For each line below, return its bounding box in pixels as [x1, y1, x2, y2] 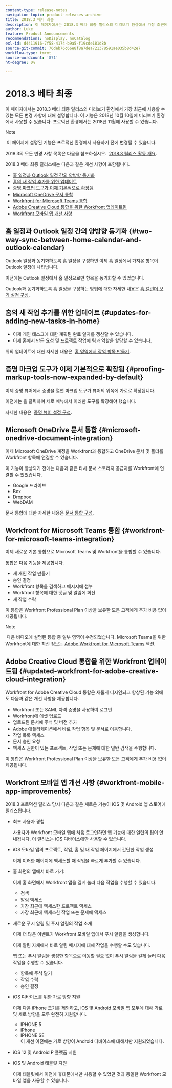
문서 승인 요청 [12, 738, 40, 745]
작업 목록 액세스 [12, 732, 45, 738]
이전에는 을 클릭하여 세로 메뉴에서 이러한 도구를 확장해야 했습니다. [5, 398, 137, 404]
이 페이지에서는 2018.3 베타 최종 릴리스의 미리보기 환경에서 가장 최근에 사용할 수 [5, 106, 165, 112]
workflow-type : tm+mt [5, 50, 52, 55]
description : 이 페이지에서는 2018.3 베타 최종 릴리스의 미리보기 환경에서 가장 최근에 [5, 22, 168, 27]
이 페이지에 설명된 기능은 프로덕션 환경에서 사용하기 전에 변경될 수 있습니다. [6, 139, 157, 146]
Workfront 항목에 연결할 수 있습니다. [5, 454, 78, 461]
